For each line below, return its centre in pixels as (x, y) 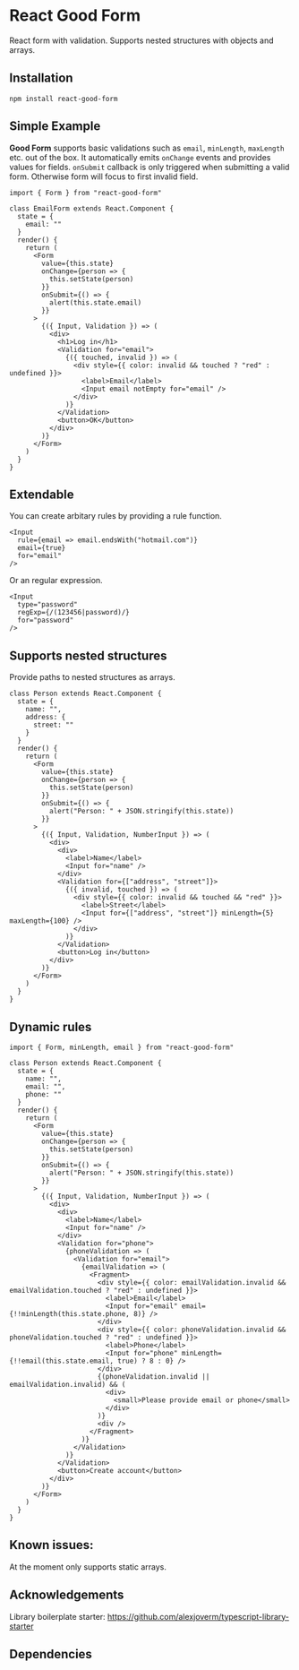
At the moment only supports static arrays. (88, 1567)
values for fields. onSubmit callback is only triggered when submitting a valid (149, 167)
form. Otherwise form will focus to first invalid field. (104, 176)
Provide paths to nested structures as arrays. (93, 677)
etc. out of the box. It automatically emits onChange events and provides (140, 157)
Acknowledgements (67, 1595)
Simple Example (55, 126)
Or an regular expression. (56, 581)
